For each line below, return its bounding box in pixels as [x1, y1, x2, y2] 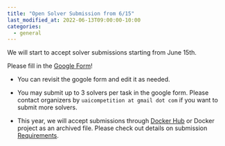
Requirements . [17, 131, 59, 140]
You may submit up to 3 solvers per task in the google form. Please [17, 89, 209, 97]
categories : [7, 23, 42, 30]
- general [13, 29, 42, 37]
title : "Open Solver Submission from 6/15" [7, 10, 135, 17]
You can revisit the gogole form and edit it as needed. [17, 75, 171, 84]
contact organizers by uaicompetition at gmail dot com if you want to [17, 96, 218, 104]
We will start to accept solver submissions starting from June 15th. [7, 48, 197, 57]
